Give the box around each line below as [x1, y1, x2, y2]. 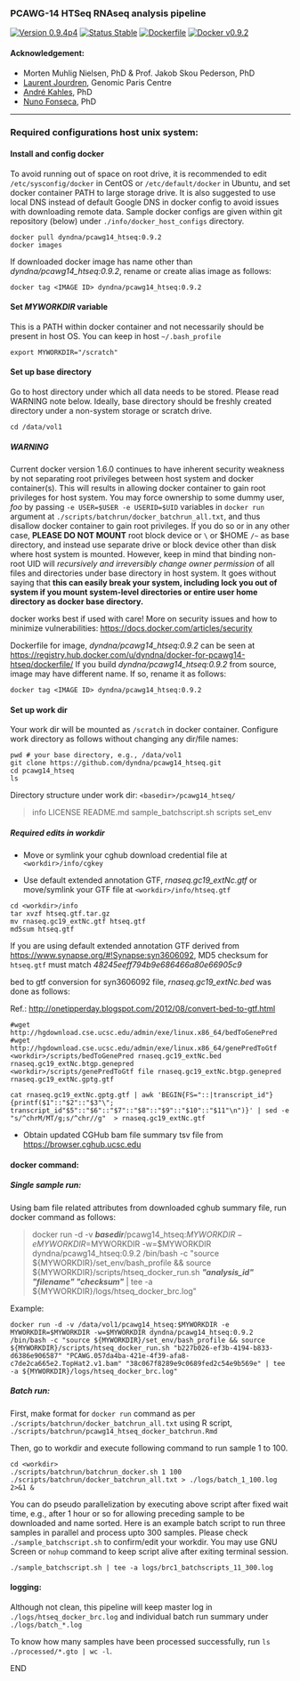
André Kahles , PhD [22, 86, 93, 97]
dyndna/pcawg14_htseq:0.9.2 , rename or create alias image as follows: [10, 265, 272, 276]
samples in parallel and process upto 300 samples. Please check [10, 1527, 248, 1538]
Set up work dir [10, 704, 68, 715]
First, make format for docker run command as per [10, 1408, 196, 1418]
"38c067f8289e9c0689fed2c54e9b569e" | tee [125, 1359, 286, 1368]
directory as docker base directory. [10, 596, 144, 607]
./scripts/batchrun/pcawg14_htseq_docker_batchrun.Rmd [10, 1426, 218, 1435]
